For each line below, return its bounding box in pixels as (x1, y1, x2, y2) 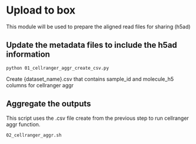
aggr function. (6, 120, 41, 127)
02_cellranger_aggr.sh (6, 132, 62, 138)
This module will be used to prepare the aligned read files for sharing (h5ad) (6, 23, 191, 30)
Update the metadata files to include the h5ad (6, 40, 178, 50)
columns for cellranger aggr (6, 81, 74, 89)
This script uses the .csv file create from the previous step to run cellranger (6, 114, 190, 122)
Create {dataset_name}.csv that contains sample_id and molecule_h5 (6, 75, 174, 83)
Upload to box (6, 4, 76, 17)
